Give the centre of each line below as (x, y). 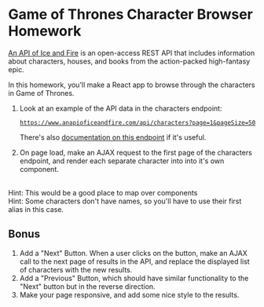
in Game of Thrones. (41, 93)
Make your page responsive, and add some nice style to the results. (129, 294)
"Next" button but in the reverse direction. (87, 286)
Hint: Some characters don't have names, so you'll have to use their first (125, 201)
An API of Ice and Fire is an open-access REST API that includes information (132, 53)
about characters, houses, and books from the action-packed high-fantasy (129, 61)
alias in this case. (36, 209)
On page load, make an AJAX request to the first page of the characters (136, 152)
